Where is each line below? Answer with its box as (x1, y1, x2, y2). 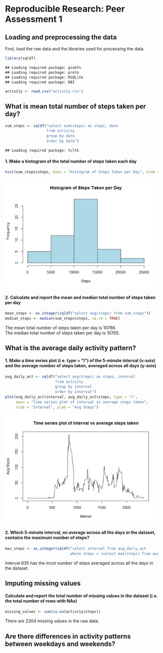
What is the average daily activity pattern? (5, 344, 136, 352)
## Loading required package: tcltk (5, 148, 79, 153)
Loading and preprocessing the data (5, 33, 117, 41)
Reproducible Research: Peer (5, 3, 125, 15)
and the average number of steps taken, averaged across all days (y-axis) (5, 363, 157, 369)
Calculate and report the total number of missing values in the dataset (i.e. (5, 593, 158, 599)
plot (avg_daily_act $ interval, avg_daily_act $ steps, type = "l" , (5, 394, 138, 400)
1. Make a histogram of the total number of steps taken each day (5, 158, 137, 164)
